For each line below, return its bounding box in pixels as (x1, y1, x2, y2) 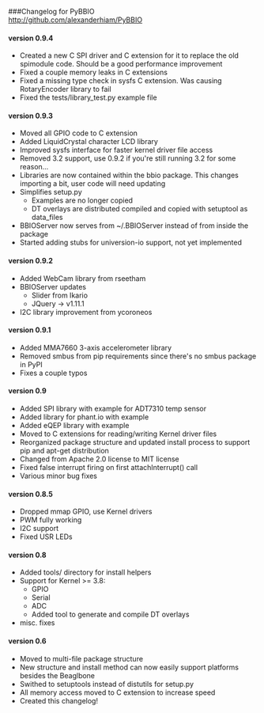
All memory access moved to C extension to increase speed (19, 688, 216, 697)
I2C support (19, 524, 59, 533)
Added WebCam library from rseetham (19, 273, 146, 283)
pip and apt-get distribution (19, 446, 109, 456)
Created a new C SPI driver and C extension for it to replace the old (19, 51, 239, 60)
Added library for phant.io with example (19, 412, 149, 422)
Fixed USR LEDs (19, 532, 73, 541)
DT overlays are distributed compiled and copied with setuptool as (31, 204, 248, 214)
